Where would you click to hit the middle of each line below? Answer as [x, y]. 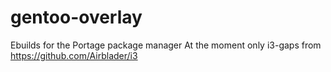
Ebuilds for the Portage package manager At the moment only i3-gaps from [166, 45]
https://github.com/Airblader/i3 [74, 55]
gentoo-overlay [76, 17]
